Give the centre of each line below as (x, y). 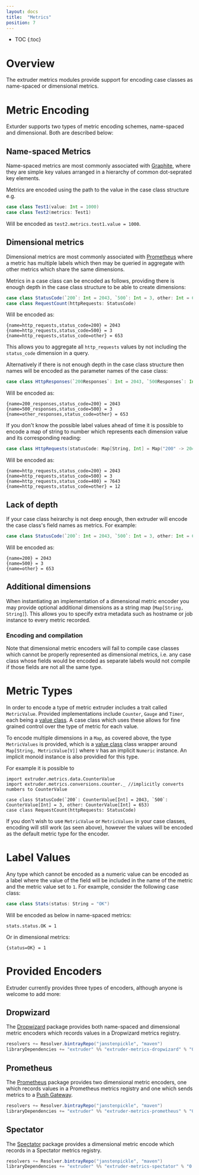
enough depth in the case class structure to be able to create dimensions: (96, 287)
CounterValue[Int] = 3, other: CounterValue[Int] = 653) (78, 805)
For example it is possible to (40, 768)
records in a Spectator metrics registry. (54, 1150)
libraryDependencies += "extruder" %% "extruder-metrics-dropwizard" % (96, 1049)
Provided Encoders (54, 971)
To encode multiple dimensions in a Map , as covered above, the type (89, 738)
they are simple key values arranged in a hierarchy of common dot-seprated (99, 172)
